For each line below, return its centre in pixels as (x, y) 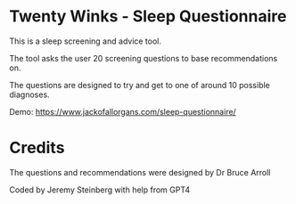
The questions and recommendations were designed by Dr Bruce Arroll (140, 172)
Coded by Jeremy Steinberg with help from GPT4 (100, 190)
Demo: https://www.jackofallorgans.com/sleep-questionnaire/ (123, 111)
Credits (37, 148)
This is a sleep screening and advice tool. (86, 41)
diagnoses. (30, 94)
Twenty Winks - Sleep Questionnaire (148, 16)
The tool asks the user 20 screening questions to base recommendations (144, 58)
